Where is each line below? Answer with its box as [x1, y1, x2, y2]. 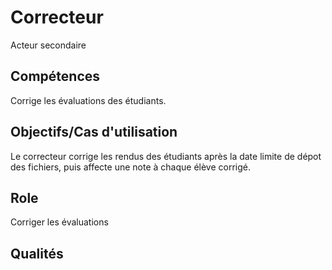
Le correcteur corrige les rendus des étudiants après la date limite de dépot [10, 150, 322, 162]
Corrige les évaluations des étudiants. [10, 94, 167, 106]
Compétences [10, 68, 101, 85]
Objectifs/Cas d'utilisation [10, 124, 178, 141]
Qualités [10, 245, 64, 262]
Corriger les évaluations [10, 216, 109, 228]
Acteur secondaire [10, 39, 87, 51]
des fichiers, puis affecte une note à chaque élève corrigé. [10, 161, 251, 173]
